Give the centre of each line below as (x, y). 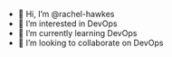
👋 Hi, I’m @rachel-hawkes (66, 14)
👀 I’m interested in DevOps (67, 24)
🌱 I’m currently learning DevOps (77, 33)
